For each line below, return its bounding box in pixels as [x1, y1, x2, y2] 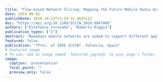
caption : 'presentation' [9, 61, 60, 66]
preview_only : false [9, 70, 51, 75]
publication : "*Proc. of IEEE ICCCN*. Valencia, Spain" [5, 43, 120, 48]
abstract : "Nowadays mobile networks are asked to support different [5, 34, 149, 39]
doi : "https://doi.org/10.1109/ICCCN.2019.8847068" [5, 20, 112, 26]
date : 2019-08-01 [5, 12, 40, 16]
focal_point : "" [9, 66, 42, 70]
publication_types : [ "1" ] [5, 29, 57, 34]
